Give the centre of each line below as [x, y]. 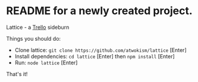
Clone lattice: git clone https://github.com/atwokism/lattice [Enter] [100, 50]
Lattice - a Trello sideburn [38, 27]
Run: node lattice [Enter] [46, 63]
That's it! [17, 74]
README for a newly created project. [100, 11]
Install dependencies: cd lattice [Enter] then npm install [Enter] [95, 56]
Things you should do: [34, 38]
